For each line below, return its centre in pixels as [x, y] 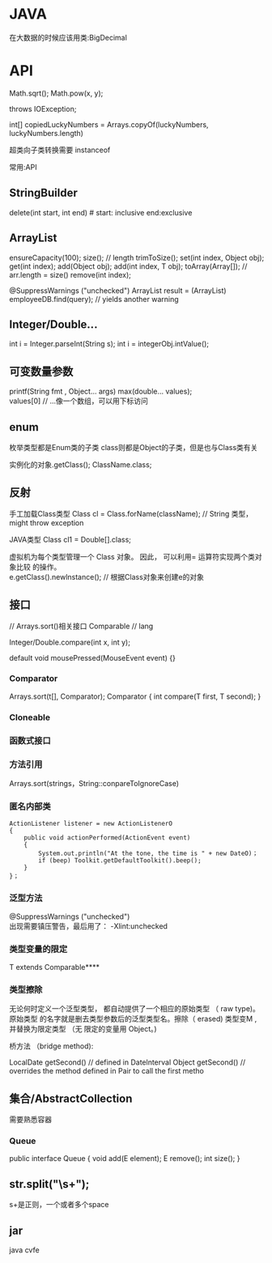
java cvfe [24, 1250]
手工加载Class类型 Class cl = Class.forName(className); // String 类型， [131, 513]
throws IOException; [43, 108]
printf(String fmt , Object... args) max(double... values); [101, 391]
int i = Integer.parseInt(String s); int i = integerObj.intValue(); [109, 344]
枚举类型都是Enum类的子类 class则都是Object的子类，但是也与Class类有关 [134, 447]
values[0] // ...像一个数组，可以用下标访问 [79, 401]
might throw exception [47, 522]
